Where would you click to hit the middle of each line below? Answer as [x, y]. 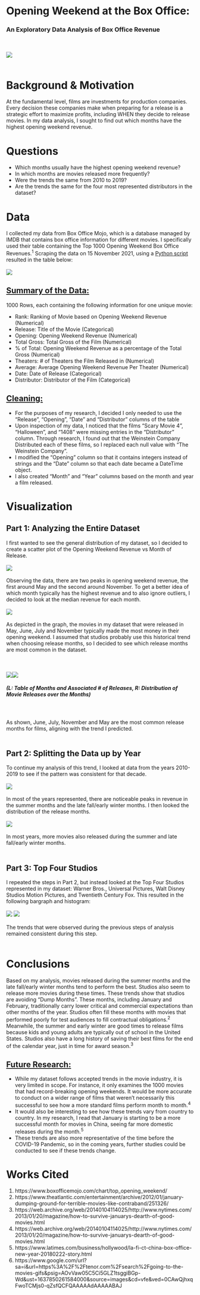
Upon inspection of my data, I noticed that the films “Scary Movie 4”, [99, 425]
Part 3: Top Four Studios [52, 868]
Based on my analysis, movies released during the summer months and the [98, 981]
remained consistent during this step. [52, 934]
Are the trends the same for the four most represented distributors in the [104, 186]
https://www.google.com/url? [51, 1260]
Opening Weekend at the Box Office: [98, 11]
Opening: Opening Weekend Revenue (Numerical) [76, 335]
